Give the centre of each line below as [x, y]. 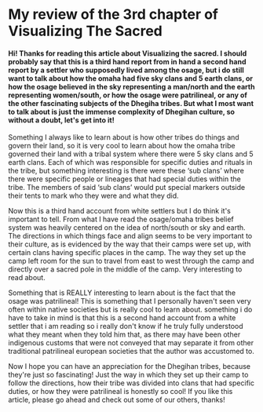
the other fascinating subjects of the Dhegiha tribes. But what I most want [131, 103]
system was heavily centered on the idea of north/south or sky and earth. [127, 228]
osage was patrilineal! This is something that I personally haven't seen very [130, 301]
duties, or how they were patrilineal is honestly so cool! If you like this [121, 392]
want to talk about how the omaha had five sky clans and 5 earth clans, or [131, 78]
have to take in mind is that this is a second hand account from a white [122, 318]
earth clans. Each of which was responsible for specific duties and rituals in [130, 162]
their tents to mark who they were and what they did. [93, 196]
